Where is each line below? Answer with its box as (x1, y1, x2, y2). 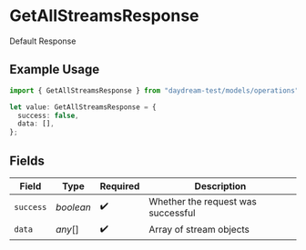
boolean (56, 201, 91, 214)
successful (148, 206, 196, 219)
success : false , (17, 111, 79, 120)
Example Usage (9, 62, 100, 77)
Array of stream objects (148, 224, 250, 236)
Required (99, 179, 140, 192)
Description (194, 179, 247, 192)
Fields (9, 153, 46, 168)
